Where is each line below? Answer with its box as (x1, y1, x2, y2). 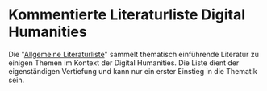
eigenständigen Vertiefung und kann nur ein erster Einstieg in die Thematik (8, 66, 257, 76)
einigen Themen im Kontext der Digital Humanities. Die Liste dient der (8, 58, 240, 68)
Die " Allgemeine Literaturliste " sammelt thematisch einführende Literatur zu (8, 49, 260, 59)
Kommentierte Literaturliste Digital (8, 6, 246, 24)
